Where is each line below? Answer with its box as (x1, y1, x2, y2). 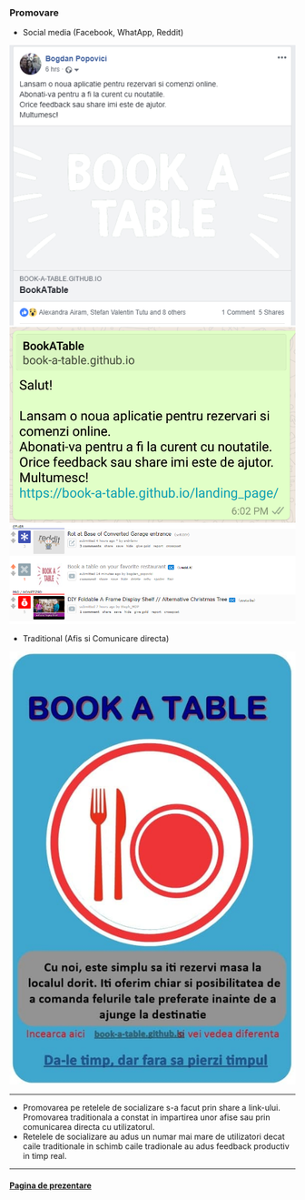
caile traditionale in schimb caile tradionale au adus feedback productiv (22, 1141, 290, 1152)
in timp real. (22, 1151, 67, 1162)
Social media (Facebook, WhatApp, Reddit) (22, 27, 184, 38)
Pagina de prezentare (9, 1180, 93, 1191)
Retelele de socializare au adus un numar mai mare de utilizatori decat (22, 1131, 286, 1143)
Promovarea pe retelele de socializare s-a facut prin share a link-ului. (22, 1103, 281, 1114)
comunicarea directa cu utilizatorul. (22, 1122, 155, 1133)
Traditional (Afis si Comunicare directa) (22, 633, 170, 644)
